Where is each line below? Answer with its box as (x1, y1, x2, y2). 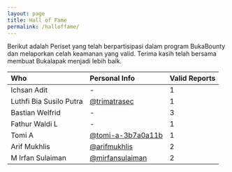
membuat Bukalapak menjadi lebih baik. (7, 57, 122, 65)
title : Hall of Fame (7, 17, 68, 24)
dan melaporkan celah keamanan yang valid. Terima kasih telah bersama (7, 49, 217, 58)
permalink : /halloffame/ (7, 23, 80, 30)
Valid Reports (169, 74, 216, 84)
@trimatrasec (89, 97, 134, 107)
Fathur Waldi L (10, 119, 58, 129)
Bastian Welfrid (10, 108, 61, 118)
